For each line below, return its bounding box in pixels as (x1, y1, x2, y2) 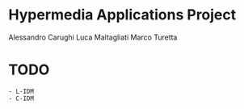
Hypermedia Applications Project (8, 6, 237, 24)
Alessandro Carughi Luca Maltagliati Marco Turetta (8, 32, 178, 42)
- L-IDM (8, 87, 35, 95)
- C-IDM (8, 94, 35, 103)
